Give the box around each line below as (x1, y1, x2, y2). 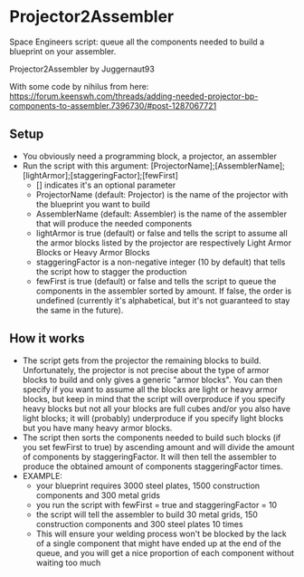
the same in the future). (35, 304, 124, 315)
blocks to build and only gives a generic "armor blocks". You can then (22, 374, 283, 385)
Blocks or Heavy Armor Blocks (35, 246, 151, 257)
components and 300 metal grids (35, 489, 161, 500)
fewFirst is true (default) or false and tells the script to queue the (35, 275, 277, 286)
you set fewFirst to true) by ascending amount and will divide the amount (22, 441, 295, 452)
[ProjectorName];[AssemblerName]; (150, 160, 285, 171)
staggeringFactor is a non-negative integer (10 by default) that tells (35, 256, 286, 267)
